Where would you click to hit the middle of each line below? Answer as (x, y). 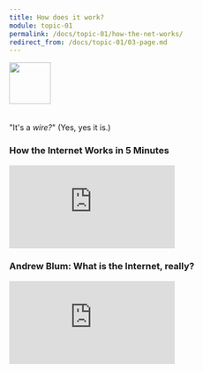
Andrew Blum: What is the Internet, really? (102, 267)
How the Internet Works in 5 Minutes (89, 151)
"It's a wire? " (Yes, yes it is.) (60, 128)
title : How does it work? (56, 17)
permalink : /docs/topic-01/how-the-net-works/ (96, 34)
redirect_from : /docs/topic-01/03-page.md (88, 42)
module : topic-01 (41, 26)
